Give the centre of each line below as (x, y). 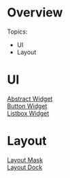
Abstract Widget (30, 99)
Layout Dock (25, 167)
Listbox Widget (28, 113)
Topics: (17, 31)
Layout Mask (25, 160)
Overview (35, 13)
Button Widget (27, 106)
